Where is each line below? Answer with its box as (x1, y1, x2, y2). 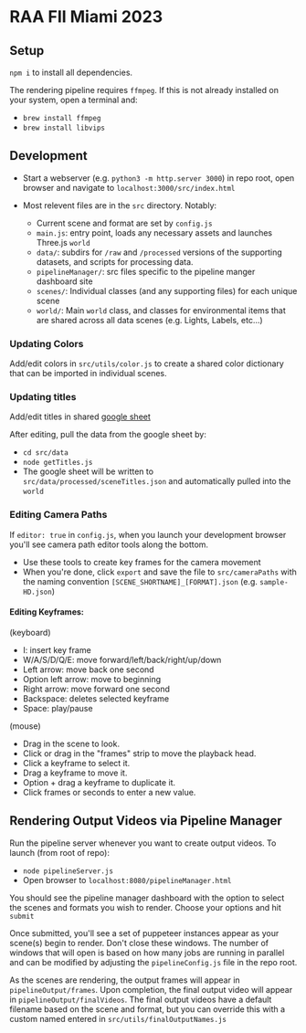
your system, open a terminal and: (9, 94, 139, 105)
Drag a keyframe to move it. (22, 767, 128, 778)
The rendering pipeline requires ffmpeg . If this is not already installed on (9, 85, 279, 95)
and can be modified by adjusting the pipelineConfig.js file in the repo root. (9, 956, 298, 967)
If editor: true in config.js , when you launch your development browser (9, 529, 287, 540)
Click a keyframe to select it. (22, 757, 131, 768)
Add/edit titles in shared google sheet (9, 411, 151, 422)
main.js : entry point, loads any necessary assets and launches (36, 227, 272, 238)
